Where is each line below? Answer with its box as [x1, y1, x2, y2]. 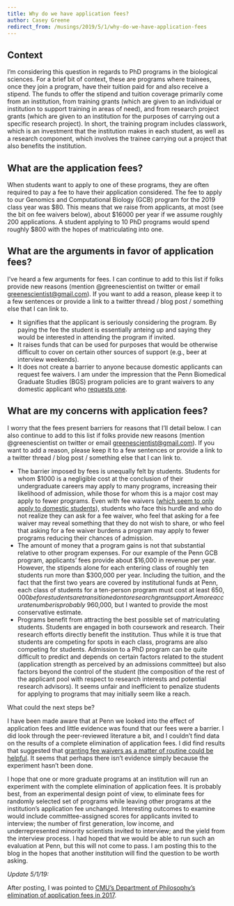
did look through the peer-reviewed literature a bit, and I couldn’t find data [7, 731, 220, 740]
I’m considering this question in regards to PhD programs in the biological [7, 68, 218, 76]
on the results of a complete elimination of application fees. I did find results [7, 738, 225, 747]
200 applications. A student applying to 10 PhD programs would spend [7, 218, 210, 226]
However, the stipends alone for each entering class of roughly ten [17, 563, 209, 571]
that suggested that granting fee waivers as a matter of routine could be [7, 746, 214, 754]
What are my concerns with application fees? [7, 405, 208, 417]
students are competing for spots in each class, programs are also [17, 637, 208, 646]
